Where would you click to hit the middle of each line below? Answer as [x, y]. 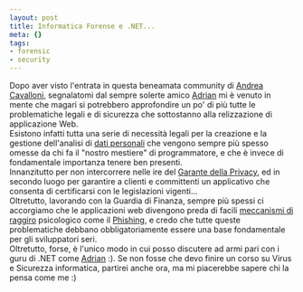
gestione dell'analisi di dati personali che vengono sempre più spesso [139, 143]
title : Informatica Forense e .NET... [82, 26]
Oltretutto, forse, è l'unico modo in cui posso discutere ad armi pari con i [145, 249]
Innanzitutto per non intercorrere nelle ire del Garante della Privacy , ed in [145, 172]
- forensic [30, 52]
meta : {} [26, 34]
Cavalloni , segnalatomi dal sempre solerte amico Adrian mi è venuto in [140, 95]
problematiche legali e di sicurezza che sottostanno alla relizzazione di [141, 114]
